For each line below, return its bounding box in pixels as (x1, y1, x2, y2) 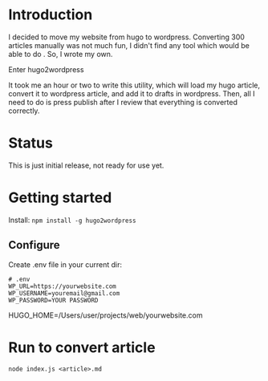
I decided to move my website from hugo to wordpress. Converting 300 (8, 32, 245, 42)
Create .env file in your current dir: (8, 259, 123, 270)
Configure (8, 238, 60, 252)
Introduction (8, 6, 93, 24)
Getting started (8, 188, 112, 207)
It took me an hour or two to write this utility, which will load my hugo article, (8, 80, 261, 90)
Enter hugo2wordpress (8, 64, 84, 74)
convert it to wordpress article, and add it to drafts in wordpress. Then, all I (8, 88, 255, 98)
